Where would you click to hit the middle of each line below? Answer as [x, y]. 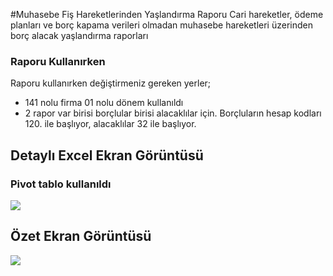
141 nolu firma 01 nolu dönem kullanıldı [104, 103]
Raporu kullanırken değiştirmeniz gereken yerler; [111, 83]
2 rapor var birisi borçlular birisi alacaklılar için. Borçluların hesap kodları [173, 113]
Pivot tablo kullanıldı [61, 184]
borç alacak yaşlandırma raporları [79, 35]
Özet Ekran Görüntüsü [81, 236]
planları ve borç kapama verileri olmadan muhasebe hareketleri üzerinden [161, 25]
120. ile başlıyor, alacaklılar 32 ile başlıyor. [110, 124]
